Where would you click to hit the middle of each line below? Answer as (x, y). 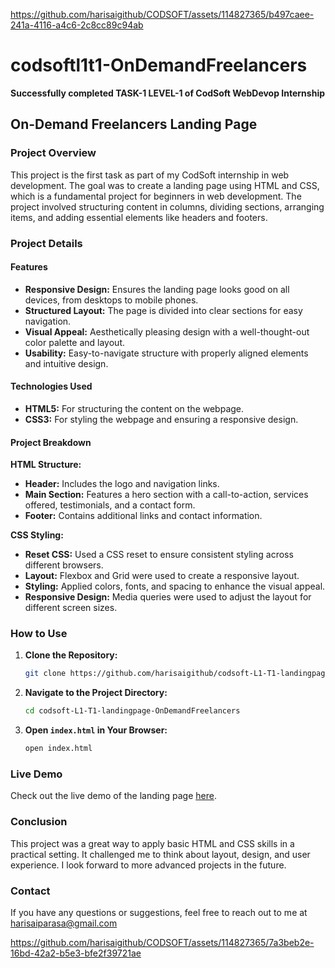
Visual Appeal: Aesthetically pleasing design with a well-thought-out (167, 331)
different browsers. (64, 565)
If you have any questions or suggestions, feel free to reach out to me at (159, 912)
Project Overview (53, 153)
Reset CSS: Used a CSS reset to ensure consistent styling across (159, 555)
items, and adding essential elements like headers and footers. (139, 217)
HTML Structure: (46, 465)
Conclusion (39, 822)
